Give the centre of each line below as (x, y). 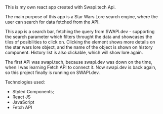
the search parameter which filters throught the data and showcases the (79, 37)
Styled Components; (33, 92)
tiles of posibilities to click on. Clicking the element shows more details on (80, 42)
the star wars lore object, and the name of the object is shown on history (79, 47)
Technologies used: (25, 82)
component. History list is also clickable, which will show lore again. (74, 52)
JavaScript (23, 102)
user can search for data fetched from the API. (52, 22)
